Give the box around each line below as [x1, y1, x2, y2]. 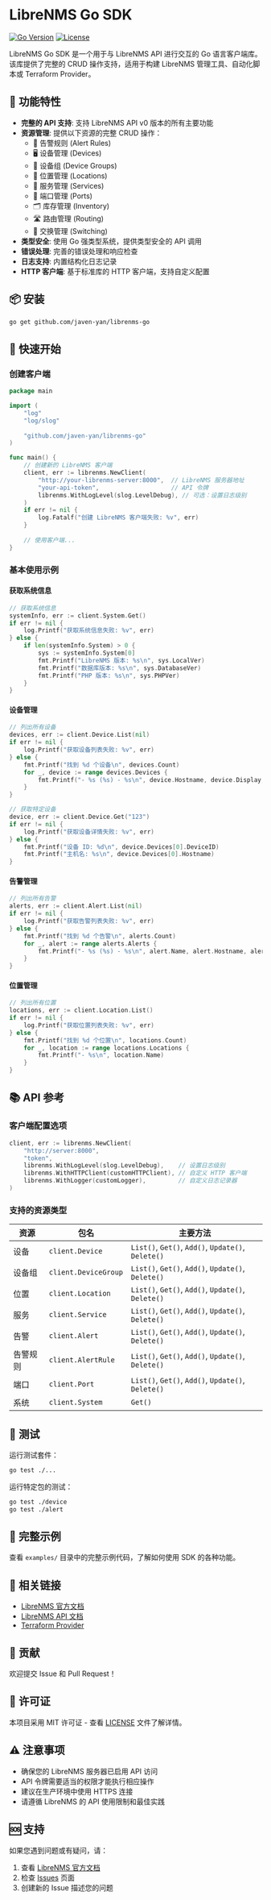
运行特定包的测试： [9, 1482, 73, 1491]
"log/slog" [23, 417, 60, 425]
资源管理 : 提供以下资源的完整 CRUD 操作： [20, 127, 162, 138]
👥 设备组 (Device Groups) [32, 160, 117, 170]
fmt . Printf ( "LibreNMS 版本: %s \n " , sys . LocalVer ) [38, 656, 205, 664]
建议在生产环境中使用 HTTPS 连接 [20, 1786, 133, 1796]
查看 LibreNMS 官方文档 [20, 1862, 101, 1872]
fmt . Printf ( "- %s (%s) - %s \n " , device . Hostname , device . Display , [38, 775, 265, 784]
